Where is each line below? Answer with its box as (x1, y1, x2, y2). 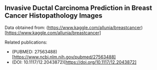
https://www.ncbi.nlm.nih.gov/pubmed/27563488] (13, 54, 116, 60)
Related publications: (4, 39, 47, 45)
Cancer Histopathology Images (4, 12, 103, 20)
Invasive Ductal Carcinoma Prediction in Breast (4, 4, 153, 12)
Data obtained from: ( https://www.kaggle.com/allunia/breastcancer (4, 24, 141, 30)
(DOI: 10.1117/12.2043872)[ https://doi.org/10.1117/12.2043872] (11, 59, 137, 65)
